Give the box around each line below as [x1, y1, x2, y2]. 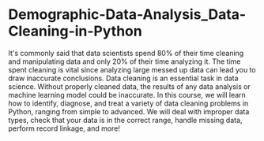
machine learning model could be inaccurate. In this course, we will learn [8, 90, 247, 99]
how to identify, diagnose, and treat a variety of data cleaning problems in [8, 98, 249, 108]
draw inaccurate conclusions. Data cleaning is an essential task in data [8, 73, 239, 83]
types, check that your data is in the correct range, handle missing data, [8, 115, 243, 124]
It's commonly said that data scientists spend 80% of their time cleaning [8, 48, 244, 58]
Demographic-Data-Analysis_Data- [8, 6, 247, 24]
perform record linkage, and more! [8, 124, 121, 133]
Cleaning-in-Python [8, 22, 142, 40]
